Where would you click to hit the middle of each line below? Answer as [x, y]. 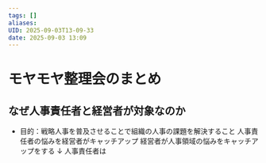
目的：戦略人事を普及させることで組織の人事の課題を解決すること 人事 [135, 131]
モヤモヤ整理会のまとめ [85, 79]
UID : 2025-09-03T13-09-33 [51, 30]
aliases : [23, 23]
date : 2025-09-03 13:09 [48, 38]
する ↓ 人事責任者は [74, 151]
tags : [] [23, 15]
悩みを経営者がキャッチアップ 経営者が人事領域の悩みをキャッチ [146, 141]
